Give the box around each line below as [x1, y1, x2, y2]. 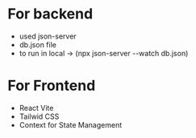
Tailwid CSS [19, 112, 60, 121]
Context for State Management [19, 120, 123, 129]
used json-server [19, 31, 77, 41]
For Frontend [7, 77, 96, 95]
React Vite [19, 103, 54, 112]
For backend [7, 5, 94, 23]
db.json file [19, 39, 57, 49]
